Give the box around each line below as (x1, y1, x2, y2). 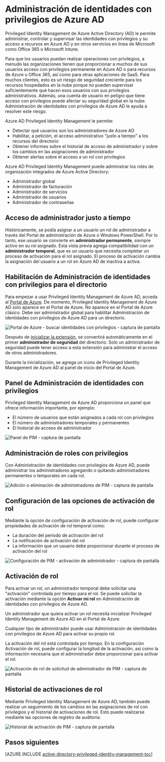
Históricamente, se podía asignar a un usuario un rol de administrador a (5, 227, 151, 233)
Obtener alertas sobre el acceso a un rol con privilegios (12, 153, 125, 159)
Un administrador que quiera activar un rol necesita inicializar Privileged (5, 610, 152, 616)
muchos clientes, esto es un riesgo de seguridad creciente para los (5, 77, 142, 83)
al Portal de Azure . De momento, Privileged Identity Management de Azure (5, 299, 157, 305)
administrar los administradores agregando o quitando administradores (5, 467, 150, 473)
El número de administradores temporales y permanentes (12, 420, 129, 426)
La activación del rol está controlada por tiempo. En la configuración (5, 640, 144, 646)
